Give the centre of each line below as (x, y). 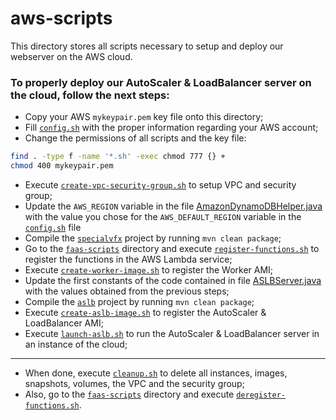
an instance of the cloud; (76, 344)
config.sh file (53, 227)
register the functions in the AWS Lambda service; (128, 259)
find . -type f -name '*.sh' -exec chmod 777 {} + (118, 157)
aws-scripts (61, 18)
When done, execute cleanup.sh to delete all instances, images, (156, 373)
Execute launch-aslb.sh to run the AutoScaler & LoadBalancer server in (172, 333)
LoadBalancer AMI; (64, 323)
